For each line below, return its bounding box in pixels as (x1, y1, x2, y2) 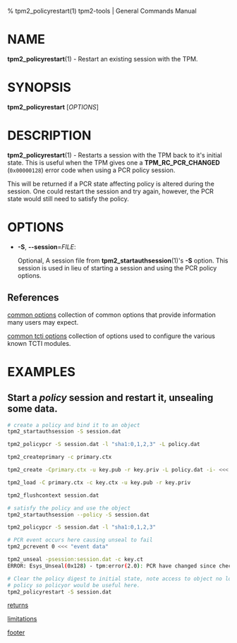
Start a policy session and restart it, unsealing (7, 392, 214, 404)
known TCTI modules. (7, 339, 71, 347)
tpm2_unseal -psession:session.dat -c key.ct (7, 556, 143, 563)
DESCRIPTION (7, 128, 92, 144)
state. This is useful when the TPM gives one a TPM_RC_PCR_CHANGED (7, 158, 220, 167)
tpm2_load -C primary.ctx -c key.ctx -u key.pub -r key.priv (7, 479, 191, 486)
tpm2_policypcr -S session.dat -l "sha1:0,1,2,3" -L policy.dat (7, 441, 200, 448)
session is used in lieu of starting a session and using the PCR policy (17, 263, 217, 272)
